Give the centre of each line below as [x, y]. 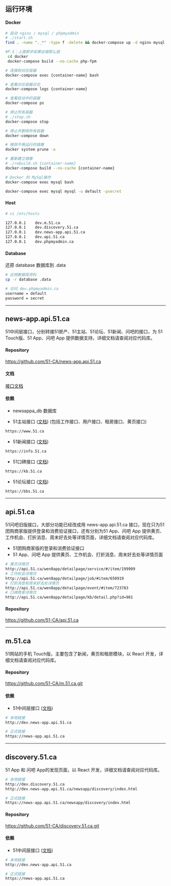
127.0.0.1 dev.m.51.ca [33, 223]
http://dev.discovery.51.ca [35, 784]
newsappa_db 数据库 [35, 411]
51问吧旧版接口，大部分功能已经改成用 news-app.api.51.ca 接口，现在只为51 [85, 525]
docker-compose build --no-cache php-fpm [52, 61]
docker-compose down [27, 136]
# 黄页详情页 [17, 564]
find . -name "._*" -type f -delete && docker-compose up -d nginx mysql [85, 43]
